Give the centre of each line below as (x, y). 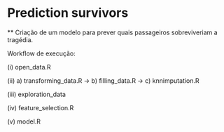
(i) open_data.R (29, 67)
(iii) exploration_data (37, 94)
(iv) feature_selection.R (41, 107)
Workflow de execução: (41, 53)
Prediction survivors (68, 13)
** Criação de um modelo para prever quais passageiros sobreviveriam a (113, 32)
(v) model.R (24, 121)
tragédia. (20, 39)
